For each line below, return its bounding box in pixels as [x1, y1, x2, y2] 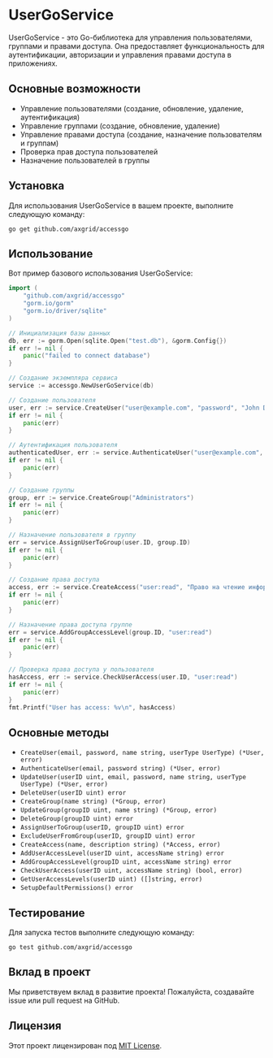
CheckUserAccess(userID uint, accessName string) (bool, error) [19, 867, 243, 875]
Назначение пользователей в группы [19, 155, 150, 165]
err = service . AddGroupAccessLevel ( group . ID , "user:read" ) [8, 628, 213, 636]
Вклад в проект [8, 965, 91, 979]
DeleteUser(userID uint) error [19, 789, 127, 797]
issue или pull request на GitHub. [8, 995, 120, 1005]
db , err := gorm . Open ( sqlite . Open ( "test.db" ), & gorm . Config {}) [8, 336, 227, 345]
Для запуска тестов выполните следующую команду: [8, 928, 195, 937]
